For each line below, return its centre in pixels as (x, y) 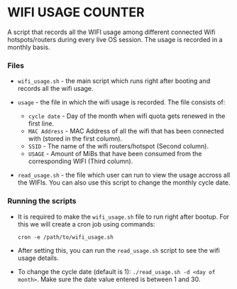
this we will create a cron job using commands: (86, 224)
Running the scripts (42, 201)
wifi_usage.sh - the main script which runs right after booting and (114, 81)
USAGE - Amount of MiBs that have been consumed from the (115, 154)
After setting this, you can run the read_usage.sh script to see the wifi (118, 250)
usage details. (38, 258)
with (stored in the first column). (75, 138)
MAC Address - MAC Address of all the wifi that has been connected (126, 131)
